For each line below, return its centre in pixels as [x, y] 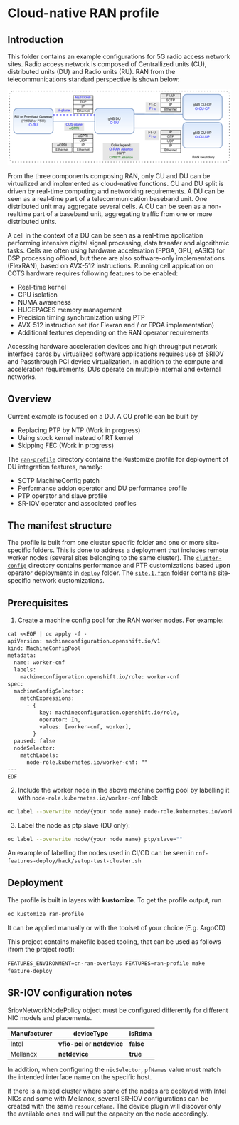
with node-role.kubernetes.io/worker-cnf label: [88, 798]
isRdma [140, 1033]
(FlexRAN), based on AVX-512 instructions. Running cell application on [111, 265]
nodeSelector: [34, 748]
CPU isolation [38, 295]
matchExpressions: [47, 698]
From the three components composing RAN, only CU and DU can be [109, 175]
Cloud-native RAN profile [83, 13]
